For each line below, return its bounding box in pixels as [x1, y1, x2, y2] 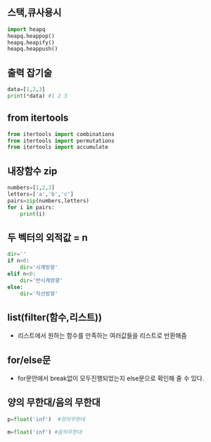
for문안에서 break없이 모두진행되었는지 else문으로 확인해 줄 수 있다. [17, 374, 205, 383]
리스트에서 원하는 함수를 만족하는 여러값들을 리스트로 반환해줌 [17, 331, 188, 340]
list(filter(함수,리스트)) [7, 311, 102, 323]
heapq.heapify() [7, 39, 55, 46]
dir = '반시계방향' [20, 277, 63, 284]
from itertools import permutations [7, 137, 115, 145]
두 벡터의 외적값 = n [7, 231, 88, 243]
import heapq [7, 25, 46, 33]
